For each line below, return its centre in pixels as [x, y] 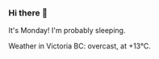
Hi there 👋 [28, 13]
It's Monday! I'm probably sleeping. [67, 31]
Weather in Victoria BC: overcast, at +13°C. [80, 46]
